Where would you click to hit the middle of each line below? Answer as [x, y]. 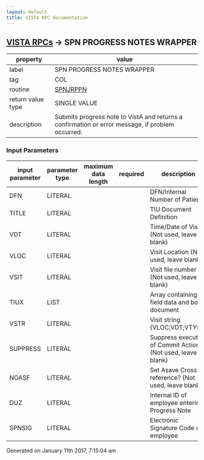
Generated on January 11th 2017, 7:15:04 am [61, 450]
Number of [165, 199]
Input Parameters [32, 150]
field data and [169, 302]
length [98, 182]
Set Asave [164, 370]
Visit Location [169, 252]
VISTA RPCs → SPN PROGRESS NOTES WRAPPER [102, 42]
